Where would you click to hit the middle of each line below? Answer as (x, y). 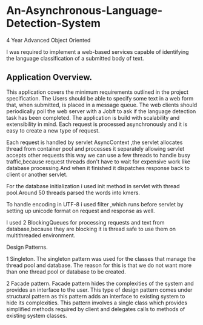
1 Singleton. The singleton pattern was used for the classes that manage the (101, 258)
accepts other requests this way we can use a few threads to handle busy (98, 155)
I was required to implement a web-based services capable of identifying (98, 51)
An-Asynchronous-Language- (85, 11)
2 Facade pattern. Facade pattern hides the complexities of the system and (100, 283)
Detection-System (54, 23)
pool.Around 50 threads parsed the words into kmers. (73, 192)
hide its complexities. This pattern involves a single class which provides (97, 303)
